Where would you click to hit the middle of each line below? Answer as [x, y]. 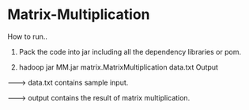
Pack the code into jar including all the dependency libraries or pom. [130, 51]
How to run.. [28, 36]
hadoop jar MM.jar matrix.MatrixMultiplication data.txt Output [119, 67]
